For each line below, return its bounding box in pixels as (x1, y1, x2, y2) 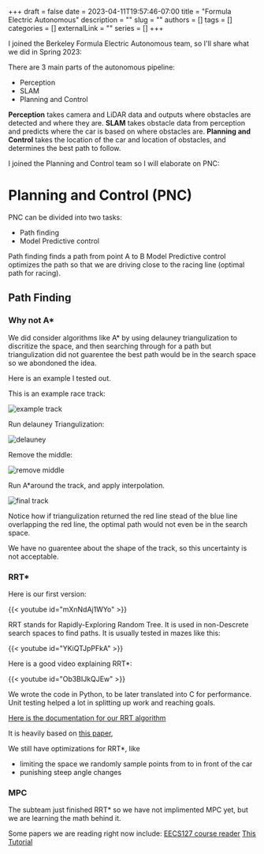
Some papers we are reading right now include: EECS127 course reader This (8, 829, 256, 838)
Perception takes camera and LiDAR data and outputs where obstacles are (8, 110, 251, 119)
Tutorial (8, 837, 33, 847)
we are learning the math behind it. (8, 814, 121, 823)
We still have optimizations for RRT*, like (8, 743, 140, 753)
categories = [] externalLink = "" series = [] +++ (8, 24, 164, 32)
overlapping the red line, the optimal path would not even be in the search (8, 519, 248, 529)
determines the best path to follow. (8, 144, 121, 152)
